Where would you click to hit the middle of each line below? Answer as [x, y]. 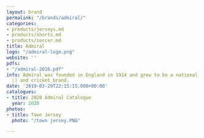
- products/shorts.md [34, 35]
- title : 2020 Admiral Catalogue [49, 98]
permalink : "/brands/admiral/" [46, 18]
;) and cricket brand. [41, 80]
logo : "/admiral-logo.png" [41, 52]
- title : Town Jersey [34, 115]
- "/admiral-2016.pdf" [35, 69]
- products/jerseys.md [35, 29]
